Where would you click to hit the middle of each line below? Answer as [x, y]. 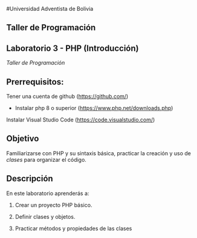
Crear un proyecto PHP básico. [53, 205]
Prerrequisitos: [35, 82]
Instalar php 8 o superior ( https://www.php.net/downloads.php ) [94, 108]
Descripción [30, 178]
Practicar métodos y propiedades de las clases [73, 228]
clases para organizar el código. [46, 159]
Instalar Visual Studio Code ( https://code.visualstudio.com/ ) [81, 120]
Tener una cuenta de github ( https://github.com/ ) [67, 97]
